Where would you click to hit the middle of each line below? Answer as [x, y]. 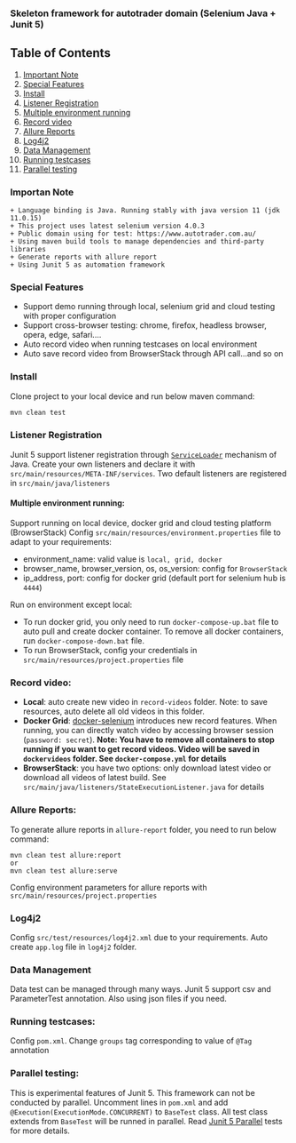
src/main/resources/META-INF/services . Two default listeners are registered [148, 473]
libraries [28, 250]
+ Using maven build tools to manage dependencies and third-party [137, 242]
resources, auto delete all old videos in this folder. [113, 711]
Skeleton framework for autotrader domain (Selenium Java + [143, 13]
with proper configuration [70, 316]
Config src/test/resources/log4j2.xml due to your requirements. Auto [139, 937]
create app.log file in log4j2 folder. [74, 947]
